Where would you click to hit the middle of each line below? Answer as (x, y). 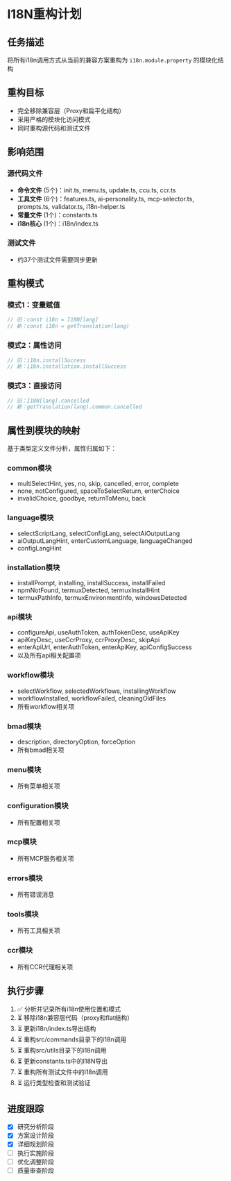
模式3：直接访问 (35, 386)
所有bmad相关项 (41, 750)
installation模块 (34, 567)
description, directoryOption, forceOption (76, 742)
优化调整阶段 (35, 1162)
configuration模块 (38, 806)
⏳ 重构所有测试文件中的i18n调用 (62, 1072)
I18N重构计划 (44, 14)
